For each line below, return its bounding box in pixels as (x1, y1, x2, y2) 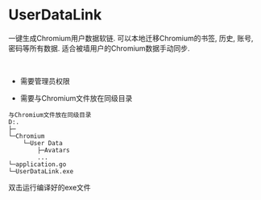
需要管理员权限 (19, 76, 70, 85)
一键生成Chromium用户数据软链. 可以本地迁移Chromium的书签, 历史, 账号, (8, 33, 254, 43)
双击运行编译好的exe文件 (8, 182, 91, 192)
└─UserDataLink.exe (8, 167, 74, 175)
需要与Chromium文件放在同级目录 (19, 93, 133, 102)
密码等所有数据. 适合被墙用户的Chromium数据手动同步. (8, 43, 191, 53)
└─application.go (8, 160, 67, 169)
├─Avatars (37, 146, 70, 154)
